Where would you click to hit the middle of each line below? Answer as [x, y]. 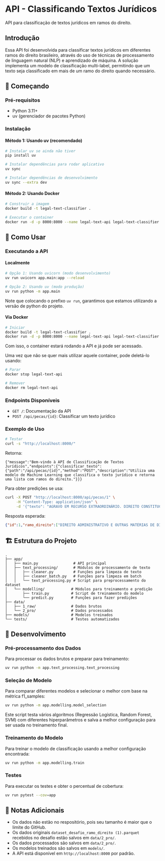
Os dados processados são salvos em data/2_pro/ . [64, 843]
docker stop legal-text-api [34, 374]
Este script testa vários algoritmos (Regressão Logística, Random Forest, [79, 715]
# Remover [15, 383]
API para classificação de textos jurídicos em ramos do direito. [68, 23]
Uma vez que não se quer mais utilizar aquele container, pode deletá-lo [77, 356]
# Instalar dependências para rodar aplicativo [55, 165]
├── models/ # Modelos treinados [59, 615]
